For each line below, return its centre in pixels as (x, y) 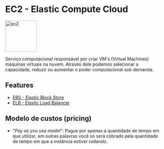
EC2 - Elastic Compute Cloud (67, 9)
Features (19, 86)
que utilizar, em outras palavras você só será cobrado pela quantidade (85, 136)
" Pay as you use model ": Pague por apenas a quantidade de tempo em (86, 130)
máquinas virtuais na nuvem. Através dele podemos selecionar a (72, 64)
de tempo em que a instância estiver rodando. (60, 141)
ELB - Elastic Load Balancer (41, 103)
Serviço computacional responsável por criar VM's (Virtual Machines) (77, 59)
